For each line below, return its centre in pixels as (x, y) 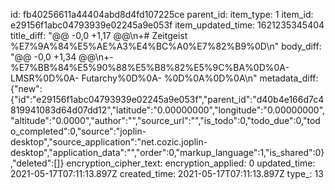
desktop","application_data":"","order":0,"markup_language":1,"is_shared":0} (167, 152)
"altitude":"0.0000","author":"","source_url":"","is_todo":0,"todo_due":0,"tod (165, 120)
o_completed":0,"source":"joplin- (78, 131)
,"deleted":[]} (37, 163)
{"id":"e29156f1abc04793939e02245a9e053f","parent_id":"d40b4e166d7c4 (167, 99)
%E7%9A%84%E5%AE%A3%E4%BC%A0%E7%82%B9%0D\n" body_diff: (166, 46)
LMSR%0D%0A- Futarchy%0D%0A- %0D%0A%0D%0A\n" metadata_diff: (164, 78)
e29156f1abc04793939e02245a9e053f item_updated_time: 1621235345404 (167, 25)
